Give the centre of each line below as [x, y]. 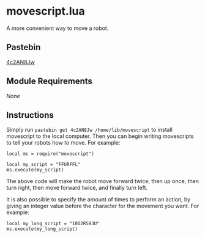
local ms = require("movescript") [50, 154]
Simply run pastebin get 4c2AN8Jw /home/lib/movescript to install [89, 130]
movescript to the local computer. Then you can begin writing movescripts [100, 136]
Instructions [30, 115]
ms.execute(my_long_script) [42, 229]
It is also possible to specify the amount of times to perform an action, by [99, 200]
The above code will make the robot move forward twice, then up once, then [103, 181]
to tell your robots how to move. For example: [63, 143]
